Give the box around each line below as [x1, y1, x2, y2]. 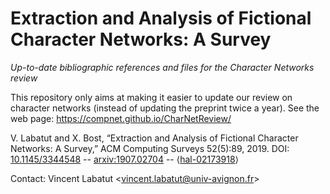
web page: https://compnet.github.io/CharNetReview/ [10, 112, 232, 124]
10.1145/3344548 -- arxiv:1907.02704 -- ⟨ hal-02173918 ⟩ [10, 153, 240, 165]
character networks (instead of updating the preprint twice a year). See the [10, 102, 320, 114]
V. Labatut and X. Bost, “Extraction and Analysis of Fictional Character [10, 132, 299, 144]
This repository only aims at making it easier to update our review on [10, 91, 293, 103]
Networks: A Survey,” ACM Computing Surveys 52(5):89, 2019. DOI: [10, 142, 290, 154]
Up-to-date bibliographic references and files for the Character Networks [10, 61, 315, 73]
